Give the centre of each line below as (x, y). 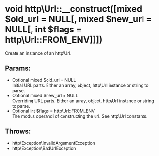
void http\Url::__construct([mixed (73, 9)
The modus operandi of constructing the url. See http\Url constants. (80, 116)
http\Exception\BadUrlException (44, 148)
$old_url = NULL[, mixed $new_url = (79, 19)
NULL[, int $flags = (44, 30)
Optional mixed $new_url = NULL (45, 95)
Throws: (18, 132)
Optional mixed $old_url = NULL (44, 80)
